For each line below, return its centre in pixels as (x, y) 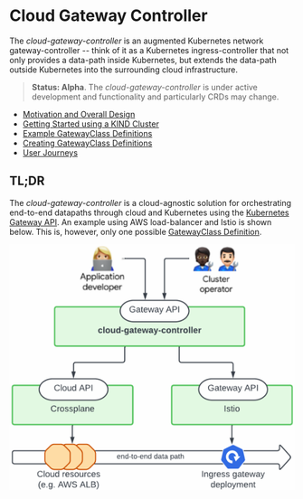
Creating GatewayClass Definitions (87, 143)
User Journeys (50, 152)
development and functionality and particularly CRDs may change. (155, 97)
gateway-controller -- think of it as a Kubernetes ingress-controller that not (149, 50)
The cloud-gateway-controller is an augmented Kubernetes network (137, 41)
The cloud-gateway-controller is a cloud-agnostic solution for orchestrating (151, 202)
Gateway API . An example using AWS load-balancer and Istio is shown (141, 221)
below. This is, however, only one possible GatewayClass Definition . (136, 231)
